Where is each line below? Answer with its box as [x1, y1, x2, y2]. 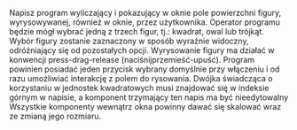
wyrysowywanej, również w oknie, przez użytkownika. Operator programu [9, 17, 281, 27]
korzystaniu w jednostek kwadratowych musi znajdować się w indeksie [9, 83, 270, 93]
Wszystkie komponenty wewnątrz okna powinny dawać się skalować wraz [9, 102, 282, 111]
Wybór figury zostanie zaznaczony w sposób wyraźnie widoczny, [9, 35, 249, 46]
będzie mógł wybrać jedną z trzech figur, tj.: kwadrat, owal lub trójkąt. [9, 27, 264, 36]
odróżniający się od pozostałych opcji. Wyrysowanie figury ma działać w [9, 45, 275, 56]
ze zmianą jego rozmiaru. [9, 111, 102, 121]
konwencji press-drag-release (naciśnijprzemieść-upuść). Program [9, 55, 255, 65]
